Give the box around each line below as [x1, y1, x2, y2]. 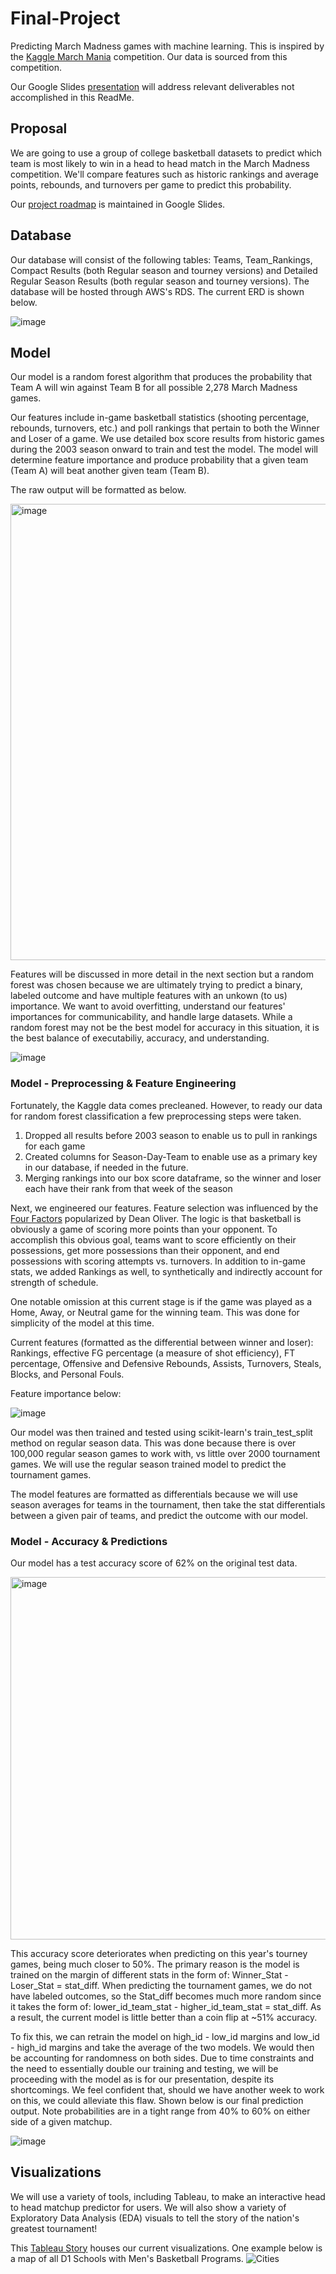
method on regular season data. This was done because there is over [10, 1437, 297, 1449]
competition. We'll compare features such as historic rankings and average [10, 168, 319, 180]
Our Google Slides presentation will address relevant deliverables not [10, 80, 295, 92]
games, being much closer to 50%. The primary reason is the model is [10, 1958, 300, 1970]
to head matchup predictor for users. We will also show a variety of [10, 2201, 287, 2213]
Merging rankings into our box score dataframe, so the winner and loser [24, 1172, 322, 1184]
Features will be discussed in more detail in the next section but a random [10, 968, 314, 981]
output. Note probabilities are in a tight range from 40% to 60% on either [10, 2105, 311, 2117]
